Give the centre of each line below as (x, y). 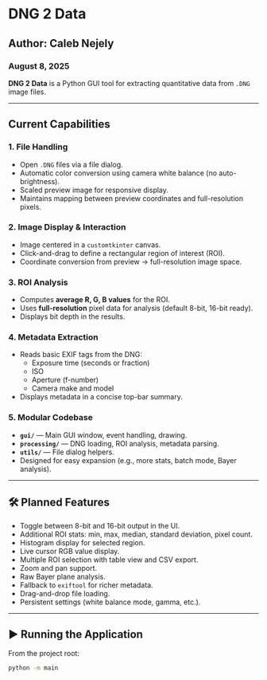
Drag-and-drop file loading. (65, 593)
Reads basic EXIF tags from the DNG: (81, 355)
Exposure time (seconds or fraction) (91, 363)
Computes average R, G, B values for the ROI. (95, 300)
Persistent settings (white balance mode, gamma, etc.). (110, 602)
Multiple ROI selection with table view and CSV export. (109, 560)
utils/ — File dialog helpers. (67, 452)
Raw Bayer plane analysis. (62, 576)
